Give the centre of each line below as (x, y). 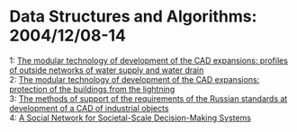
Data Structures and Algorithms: (133, 17)
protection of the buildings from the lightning (92, 89)
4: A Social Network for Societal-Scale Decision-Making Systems (130, 118)
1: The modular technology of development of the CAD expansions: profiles (148, 60)
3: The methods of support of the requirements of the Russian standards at (148, 98)
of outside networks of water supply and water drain (107, 70)
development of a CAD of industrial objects (89, 108)
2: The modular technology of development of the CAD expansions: (135, 79)
